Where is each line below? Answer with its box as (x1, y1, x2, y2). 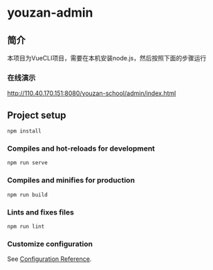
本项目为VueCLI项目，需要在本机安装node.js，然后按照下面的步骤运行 (7, 54, 207, 62)
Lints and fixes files (7, 207, 75, 217)
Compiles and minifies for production (7, 176, 135, 185)
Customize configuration (7, 239, 93, 248)
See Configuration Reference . (7, 255, 92, 263)
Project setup (7, 109, 67, 121)
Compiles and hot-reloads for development (7, 144, 156, 153)
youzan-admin (7, 5, 93, 21)
